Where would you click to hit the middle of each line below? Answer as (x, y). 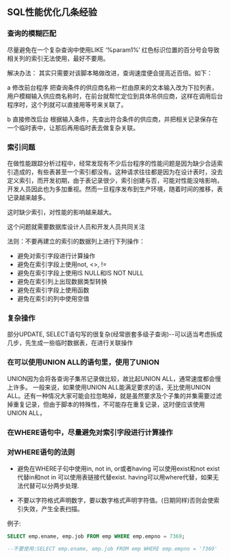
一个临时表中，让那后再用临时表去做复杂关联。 (73, 127)
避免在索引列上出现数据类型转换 (62, 281)
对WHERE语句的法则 (41, 452)
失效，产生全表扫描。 (53, 508)
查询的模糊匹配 (32, 34)
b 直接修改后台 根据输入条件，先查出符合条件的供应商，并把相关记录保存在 (113, 119)
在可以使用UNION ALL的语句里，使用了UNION (83, 362)
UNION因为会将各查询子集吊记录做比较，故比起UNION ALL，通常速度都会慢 (114, 378)
